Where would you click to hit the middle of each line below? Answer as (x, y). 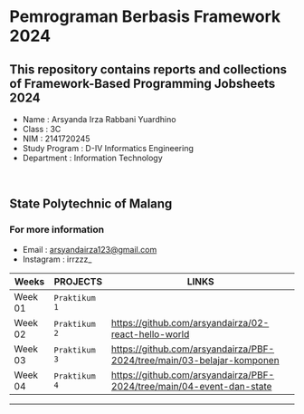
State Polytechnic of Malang (91, 204)
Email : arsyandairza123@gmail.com (90, 249)
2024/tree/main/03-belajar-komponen (195, 360)
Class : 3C (42, 129)
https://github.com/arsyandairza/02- (190, 323)
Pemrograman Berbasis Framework (145, 17)
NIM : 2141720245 (56, 139)
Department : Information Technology (92, 158)
